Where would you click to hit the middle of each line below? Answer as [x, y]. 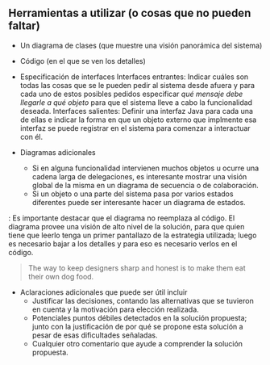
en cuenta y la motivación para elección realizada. [115, 309]
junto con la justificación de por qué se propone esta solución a [137, 326]
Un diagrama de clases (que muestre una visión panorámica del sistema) [141, 45]
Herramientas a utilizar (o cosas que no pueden [130, 13]
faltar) [24, 26]
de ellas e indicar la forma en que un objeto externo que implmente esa [138, 120]
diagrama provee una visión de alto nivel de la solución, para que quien [127, 226]
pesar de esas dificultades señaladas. [95, 335]
